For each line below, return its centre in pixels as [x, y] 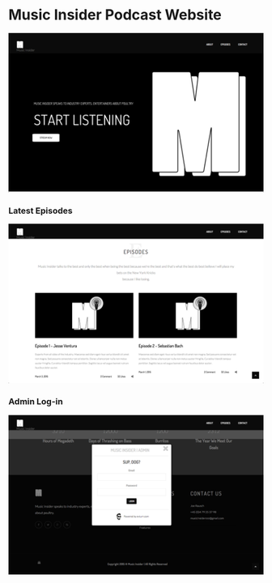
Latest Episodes [40, 211]
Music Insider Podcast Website [115, 15]
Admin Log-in [36, 402]
